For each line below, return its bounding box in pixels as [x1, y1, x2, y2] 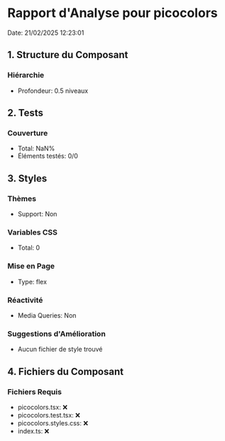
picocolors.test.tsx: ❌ [17, 411, 80, 419]
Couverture [7, 128, 48, 138]
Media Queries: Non [17, 311, 77, 320]
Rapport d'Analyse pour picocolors [7, 5, 218, 21]
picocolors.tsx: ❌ [17, 403, 68, 411]
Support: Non [17, 210, 57, 218]
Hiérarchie [7, 70, 45, 80]
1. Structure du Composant [7, 49, 128, 61]
